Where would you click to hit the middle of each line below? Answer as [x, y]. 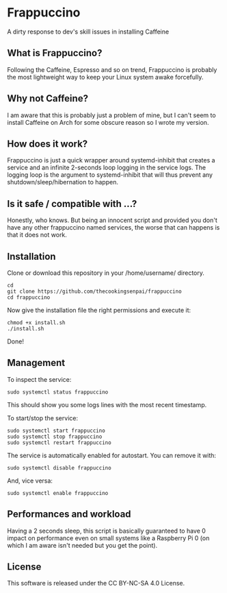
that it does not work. [37, 235]
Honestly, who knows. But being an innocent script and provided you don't [112, 220]
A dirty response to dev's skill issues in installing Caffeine [88, 32]
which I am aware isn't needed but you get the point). [82, 545]
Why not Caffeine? [48, 98]
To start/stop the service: [43, 418]
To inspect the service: [39, 379]
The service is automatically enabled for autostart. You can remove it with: [112, 455]
